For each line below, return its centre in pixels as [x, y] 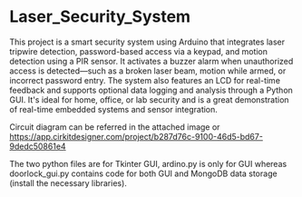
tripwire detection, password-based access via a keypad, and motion [139, 51]
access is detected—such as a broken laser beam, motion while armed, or [148, 71]
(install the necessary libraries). [68, 182]
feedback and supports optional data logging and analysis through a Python [151, 90]
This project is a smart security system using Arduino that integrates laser [147, 42]
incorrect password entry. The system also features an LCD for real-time [145, 80]
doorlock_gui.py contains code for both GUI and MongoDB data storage [144, 173]
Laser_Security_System [100, 17]
